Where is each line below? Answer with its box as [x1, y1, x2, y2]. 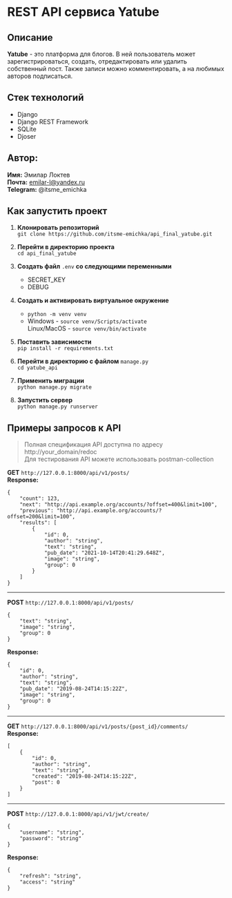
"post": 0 [32, 779, 60, 786]
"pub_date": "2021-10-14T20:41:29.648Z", [43, 549, 166, 556]
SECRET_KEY [27, 275, 66, 284]
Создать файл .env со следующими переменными [17, 262, 172, 271]
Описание [7, 32, 53, 43]
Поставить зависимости [17, 338, 92, 346]
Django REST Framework [17, 117, 88, 126]
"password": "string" [19, 835, 81, 842]
